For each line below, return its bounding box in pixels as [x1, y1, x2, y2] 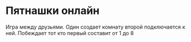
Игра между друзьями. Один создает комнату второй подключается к [5, 23, 186, 30]
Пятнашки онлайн [5, 4, 100, 17]
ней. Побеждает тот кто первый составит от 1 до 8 [5, 29, 134, 36]
